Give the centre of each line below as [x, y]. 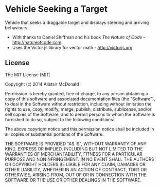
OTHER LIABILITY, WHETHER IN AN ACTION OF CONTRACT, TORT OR [76, 169]
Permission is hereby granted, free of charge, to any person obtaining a [77, 93]
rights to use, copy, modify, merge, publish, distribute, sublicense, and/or [78, 109]
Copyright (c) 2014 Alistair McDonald [42, 84]
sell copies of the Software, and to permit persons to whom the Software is [80, 114]
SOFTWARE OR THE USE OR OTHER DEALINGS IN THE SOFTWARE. [73, 180]
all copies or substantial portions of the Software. [54, 134]
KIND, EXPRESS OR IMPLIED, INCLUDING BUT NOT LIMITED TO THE [74, 149]
